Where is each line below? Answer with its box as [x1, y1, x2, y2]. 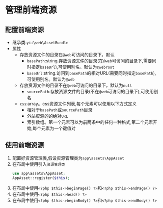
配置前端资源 [5, 26, 44, 34]
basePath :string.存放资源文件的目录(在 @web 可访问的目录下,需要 [27, 58, 152, 64]
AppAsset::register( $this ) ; [12, 175, 70, 181]
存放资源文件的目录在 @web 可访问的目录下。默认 [19, 52, 115, 57]
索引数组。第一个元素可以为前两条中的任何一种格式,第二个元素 [27, 119, 153, 125]
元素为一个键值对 [41, 126, 76, 131]
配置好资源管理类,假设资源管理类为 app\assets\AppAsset [12, 155, 124, 161]
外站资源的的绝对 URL [27, 113, 68, 119]
